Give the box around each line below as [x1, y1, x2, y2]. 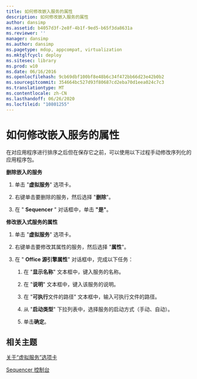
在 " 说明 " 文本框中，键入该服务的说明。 [23, 281, 119, 288]
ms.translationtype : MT [6, 85, 65, 91]
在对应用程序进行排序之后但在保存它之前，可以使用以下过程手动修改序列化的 [6, 149, 192, 156]
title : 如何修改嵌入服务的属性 [6, 8, 73, 15]
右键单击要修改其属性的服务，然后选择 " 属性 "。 [14, 243, 129, 251]
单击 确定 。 [23, 318, 50, 326]
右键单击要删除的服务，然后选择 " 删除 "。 [14, 194, 114, 201]
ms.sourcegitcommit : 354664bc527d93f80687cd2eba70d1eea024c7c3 [6, 80, 165, 86]
